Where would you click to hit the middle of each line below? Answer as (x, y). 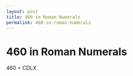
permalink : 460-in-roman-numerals (49, 22)
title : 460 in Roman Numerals (43, 17)
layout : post (22, 11)
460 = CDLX (21, 68)
